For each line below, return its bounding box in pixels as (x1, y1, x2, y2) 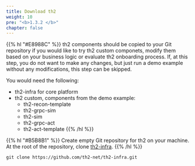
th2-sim (23, 113, 43, 120)
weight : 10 (6, 14, 33, 20)
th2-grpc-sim (23, 107, 56, 114)
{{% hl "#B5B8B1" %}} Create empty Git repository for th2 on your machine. (6, 137, 189, 144)
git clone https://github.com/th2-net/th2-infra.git (6, 154, 138, 161)
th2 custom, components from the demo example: (14, 95, 136, 102)
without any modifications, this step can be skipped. (6, 65, 132, 73)
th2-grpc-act (23, 119, 55, 126)
